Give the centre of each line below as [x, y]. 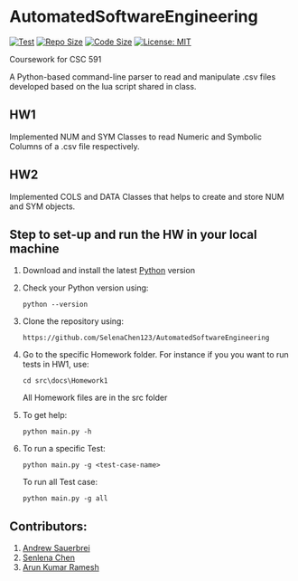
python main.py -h [57, 432]
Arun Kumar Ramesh [61, 567]
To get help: [45, 415]
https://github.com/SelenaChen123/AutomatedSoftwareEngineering [146, 338]
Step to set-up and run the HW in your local [133, 234]
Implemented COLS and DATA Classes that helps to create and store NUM [147, 196]
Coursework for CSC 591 [56, 59]
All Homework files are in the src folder [95, 398]
